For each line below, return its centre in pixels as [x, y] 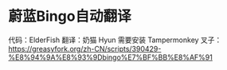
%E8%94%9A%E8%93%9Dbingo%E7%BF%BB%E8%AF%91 [110, 57]
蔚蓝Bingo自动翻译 [70, 16]
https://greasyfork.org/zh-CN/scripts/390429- [85, 49]
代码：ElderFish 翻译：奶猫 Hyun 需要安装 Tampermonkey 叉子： [115, 40]
